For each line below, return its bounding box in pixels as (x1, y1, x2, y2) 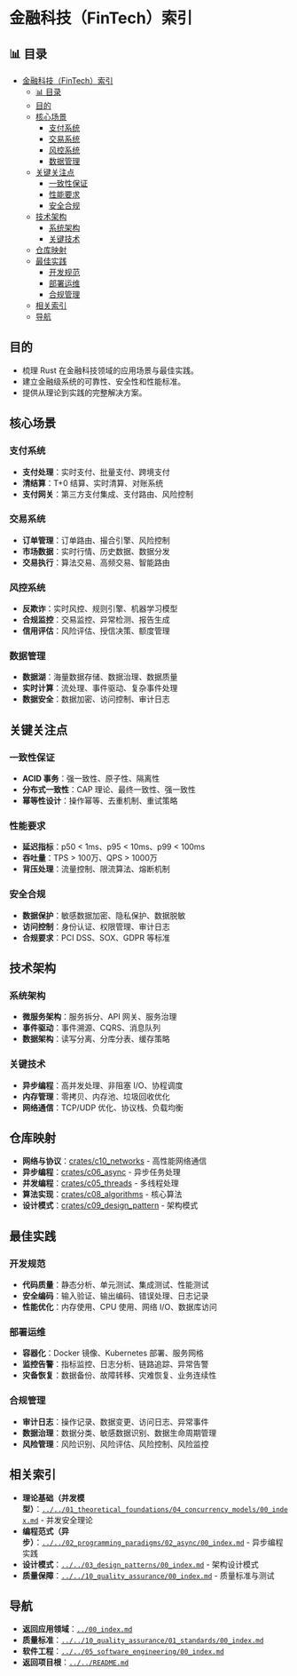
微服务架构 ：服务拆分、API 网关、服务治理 (21, 1012, 177, 1022)
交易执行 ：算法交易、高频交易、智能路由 (21, 557, 170, 568)
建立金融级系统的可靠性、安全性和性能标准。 (21, 376, 186, 386)
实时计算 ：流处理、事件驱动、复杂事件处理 (21, 683, 178, 694)
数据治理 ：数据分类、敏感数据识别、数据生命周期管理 (21, 1427, 217, 1438)
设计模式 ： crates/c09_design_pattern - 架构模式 (21, 1200, 199, 1211)
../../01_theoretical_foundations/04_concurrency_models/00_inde (41, 1505, 288, 1514)
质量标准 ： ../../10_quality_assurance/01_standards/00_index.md (21, 1635, 264, 1646)
